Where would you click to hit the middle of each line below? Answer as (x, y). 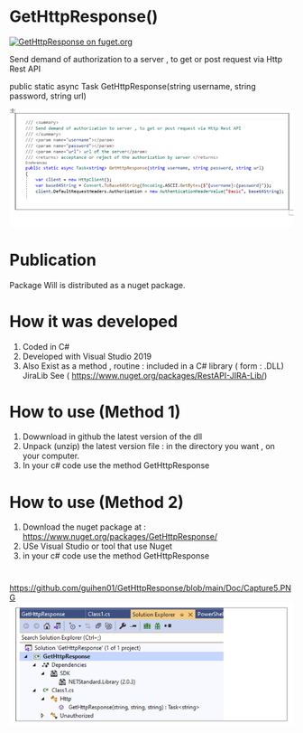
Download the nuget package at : (84, 527)
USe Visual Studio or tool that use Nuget (97, 546)
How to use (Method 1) (95, 412)
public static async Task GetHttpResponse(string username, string (133, 86)
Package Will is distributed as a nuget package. (98, 285)
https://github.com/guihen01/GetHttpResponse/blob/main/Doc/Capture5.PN (150, 587)
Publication (53, 260)
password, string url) (48, 96)
